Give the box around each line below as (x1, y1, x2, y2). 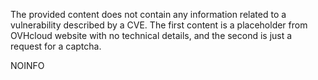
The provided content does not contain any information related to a (10, 9, 287, 20)
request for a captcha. (10, 40, 102, 52)
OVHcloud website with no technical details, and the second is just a (10, 30, 293, 41)
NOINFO (10, 60, 45, 71)
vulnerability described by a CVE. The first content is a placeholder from (10, 19, 308, 31)
